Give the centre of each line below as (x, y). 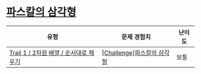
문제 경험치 (136, 37)
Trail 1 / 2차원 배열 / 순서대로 (48, 53)
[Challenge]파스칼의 (129, 53)
